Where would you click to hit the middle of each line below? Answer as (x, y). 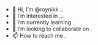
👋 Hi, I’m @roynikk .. (37, 9)
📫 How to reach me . (39, 36)
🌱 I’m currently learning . (43, 22)
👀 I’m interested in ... (38, 16)
